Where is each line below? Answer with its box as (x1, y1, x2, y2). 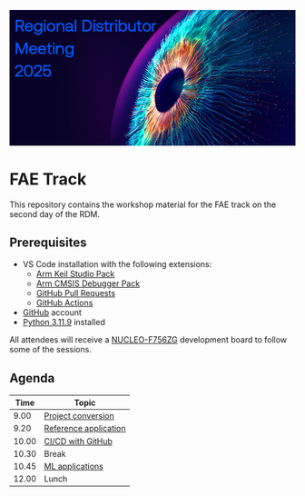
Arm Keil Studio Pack (35, 269, 115, 280)
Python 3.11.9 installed (22, 317, 106, 328)
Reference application (44, 423, 126, 434)
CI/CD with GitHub (44, 435, 113, 446)
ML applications (44, 461, 104, 472)
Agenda (9, 370, 55, 386)
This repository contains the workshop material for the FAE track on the (9, 199, 277, 210)
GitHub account (22, 307, 82, 318)
